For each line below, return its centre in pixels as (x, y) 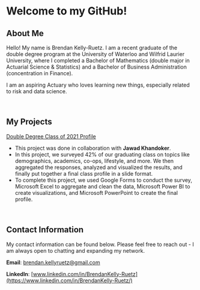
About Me (25, 33)
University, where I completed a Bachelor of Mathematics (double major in (98, 60)
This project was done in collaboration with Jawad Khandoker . (93, 148)
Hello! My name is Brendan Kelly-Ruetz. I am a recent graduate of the (92, 48)
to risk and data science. (37, 91)
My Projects (29, 122)
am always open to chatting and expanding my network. (76, 250)
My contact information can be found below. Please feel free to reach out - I (100, 244)
